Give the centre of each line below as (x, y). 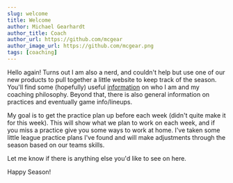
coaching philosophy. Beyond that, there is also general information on (109, 94)
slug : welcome (28, 14)
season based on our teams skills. (56, 145)
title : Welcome (29, 20)
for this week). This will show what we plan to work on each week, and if (111, 122)
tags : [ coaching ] (32, 53)
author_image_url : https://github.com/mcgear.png (81, 46)
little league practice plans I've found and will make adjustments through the (116, 137)
